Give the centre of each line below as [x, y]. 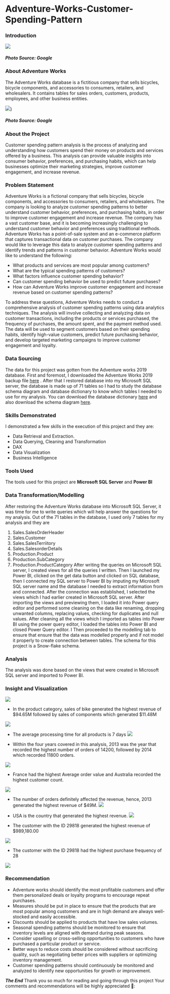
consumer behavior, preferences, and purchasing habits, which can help [81, 161]
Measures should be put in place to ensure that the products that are [84, 906]
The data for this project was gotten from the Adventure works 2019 [76, 369]
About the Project [27, 134]
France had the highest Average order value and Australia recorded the [87, 774]
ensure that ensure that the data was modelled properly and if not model [88, 635]
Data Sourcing [23, 359]
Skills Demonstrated [31, 415]
